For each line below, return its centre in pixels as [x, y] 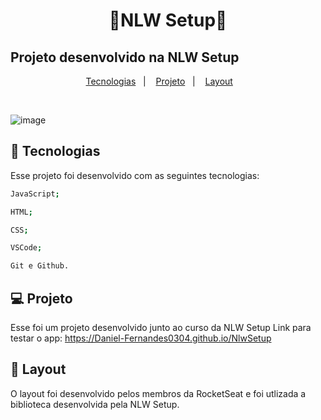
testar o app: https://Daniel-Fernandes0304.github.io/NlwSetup [141, 338]
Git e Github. [40, 266]
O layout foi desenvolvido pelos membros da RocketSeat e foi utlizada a [158, 393]
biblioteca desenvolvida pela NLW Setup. [95, 404]
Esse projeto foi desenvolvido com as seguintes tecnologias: [135, 175]
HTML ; [21, 212]
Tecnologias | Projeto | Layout [159, 81]
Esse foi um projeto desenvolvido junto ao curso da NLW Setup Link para [161, 327]
